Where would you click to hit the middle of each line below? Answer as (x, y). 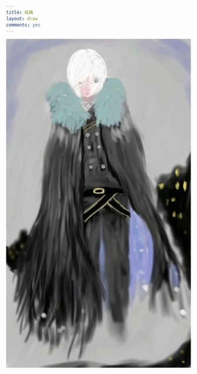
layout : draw (22, 18)
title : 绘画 (20, 12)
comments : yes (23, 25)
